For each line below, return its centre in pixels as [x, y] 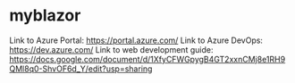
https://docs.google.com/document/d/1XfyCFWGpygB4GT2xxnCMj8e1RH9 [147, 59]
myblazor [45, 16]
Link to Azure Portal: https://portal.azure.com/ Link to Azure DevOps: [136, 40]
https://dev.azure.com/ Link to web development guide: [111, 49]
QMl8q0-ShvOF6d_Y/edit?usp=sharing [81, 69]
